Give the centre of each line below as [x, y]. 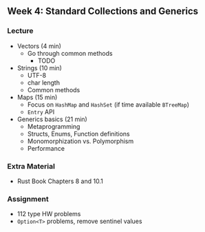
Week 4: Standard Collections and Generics [103, 11]
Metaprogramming [54, 126]
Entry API [41, 112]
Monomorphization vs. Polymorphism [80, 141]
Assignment [28, 199]
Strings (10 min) [39, 67]
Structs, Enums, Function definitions [79, 134]
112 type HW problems [49, 214]
